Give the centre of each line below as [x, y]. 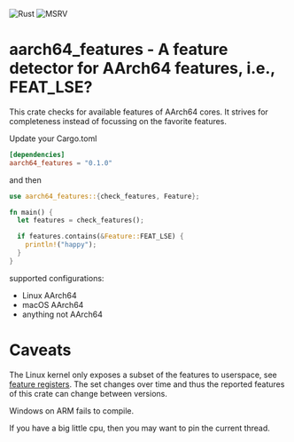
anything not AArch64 [62, 314]
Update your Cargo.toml [53, 138]
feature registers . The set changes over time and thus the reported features [147, 384]
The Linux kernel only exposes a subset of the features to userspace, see [143, 375]
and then [25, 180]
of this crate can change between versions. [89, 393]
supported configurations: [57, 278]
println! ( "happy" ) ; [61, 245]
